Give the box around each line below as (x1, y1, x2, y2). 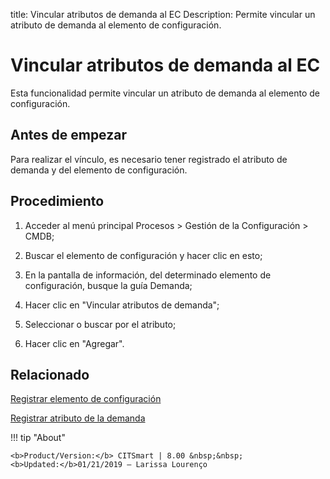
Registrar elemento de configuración (10, 393, 162, 405)
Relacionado (10, 366, 90, 383)
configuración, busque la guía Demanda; (24, 279, 193, 291)
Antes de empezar (10, 127, 127, 144)
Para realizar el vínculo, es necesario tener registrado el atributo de (10, 153, 288, 165)
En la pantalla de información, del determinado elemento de (24, 269, 272, 281)
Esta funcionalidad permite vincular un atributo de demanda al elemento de (10, 87, 320, 99)
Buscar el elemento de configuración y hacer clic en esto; (24, 249, 263, 261)
